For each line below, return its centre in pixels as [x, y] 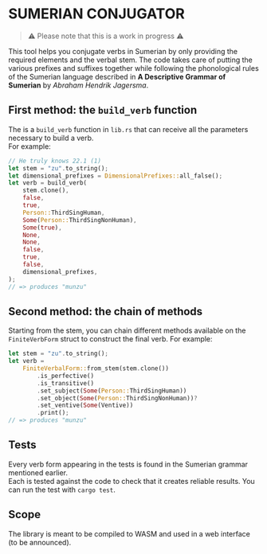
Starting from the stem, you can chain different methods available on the [127, 330]
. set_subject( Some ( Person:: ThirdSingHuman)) [112, 391]
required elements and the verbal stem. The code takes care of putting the [131, 60]
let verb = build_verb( [48, 183]
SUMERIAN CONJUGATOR [96, 14]
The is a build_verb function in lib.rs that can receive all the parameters [128, 129]
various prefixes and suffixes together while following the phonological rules [133, 68]
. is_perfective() [65, 376]
